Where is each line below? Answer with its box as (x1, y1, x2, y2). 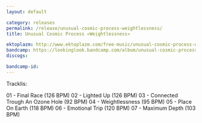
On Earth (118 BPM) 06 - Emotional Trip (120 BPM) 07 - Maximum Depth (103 (6, 104, 196, 112)
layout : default (6, 8, 47, 15)
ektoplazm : (6, 41, 34, 48)
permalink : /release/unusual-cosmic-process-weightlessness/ (6, 25, 163, 31)
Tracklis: (6, 80, 28, 87)
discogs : (6, 53, 28, 59)
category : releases (6, 19, 55, 26)
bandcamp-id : (6, 64, 39, 70)
